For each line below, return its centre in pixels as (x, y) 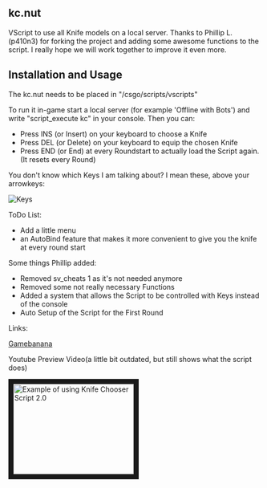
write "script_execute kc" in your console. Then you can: (102, 118)
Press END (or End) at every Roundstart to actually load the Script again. (140, 151)
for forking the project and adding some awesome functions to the (149, 41)
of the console (44, 303)
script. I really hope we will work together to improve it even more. (117, 49)
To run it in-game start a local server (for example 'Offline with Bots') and (129, 110)
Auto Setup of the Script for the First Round (91, 312)
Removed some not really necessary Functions (97, 287)
